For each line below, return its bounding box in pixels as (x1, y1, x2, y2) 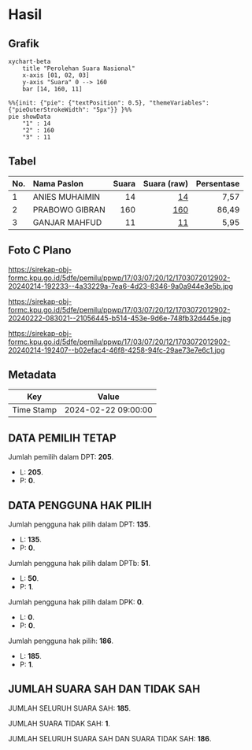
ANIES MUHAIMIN (32, 191, 101, 202)
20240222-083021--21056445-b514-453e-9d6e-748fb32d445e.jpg (8, 313, 232, 323)
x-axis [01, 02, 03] (22, 72, 90, 79)
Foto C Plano (8, 244, 72, 257)
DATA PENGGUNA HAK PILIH (8, 498, 152, 512)
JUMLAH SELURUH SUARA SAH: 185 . (8, 703, 132, 713)
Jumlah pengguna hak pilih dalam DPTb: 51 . (8, 559, 151, 568)
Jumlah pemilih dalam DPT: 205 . (8, 453, 114, 462)
